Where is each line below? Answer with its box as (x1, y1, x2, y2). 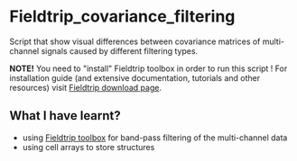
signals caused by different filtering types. (41, 45, 199, 56)
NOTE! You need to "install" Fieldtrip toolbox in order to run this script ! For (9, 63, 288, 74)
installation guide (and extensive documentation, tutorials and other (9, 72, 261, 83)
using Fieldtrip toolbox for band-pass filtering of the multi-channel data (22, 132, 288, 143)
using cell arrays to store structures (22, 141, 155, 152)
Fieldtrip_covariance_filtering (9, 6, 236, 27)
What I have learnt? (9, 108, 122, 123)
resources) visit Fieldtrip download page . (9, 82, 162, 93)
